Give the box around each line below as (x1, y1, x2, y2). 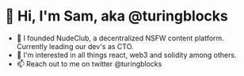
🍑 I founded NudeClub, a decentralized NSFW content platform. (16, 33, 224, 43)
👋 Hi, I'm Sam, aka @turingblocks (5, 7, 228, 25)
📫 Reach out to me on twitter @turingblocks (16, 59, 162, 68)
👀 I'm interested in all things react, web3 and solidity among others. (16, 50, 237, 59)
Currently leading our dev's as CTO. (16, 41, 134, 51)
